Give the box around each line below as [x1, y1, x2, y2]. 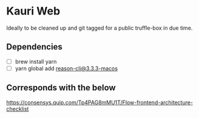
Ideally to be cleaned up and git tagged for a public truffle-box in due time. [6, 24, 193, 31]
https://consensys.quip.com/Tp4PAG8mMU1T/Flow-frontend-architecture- [6, 99, 193, 106]
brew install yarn [15, 57, 57, 65]
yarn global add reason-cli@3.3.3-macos [15, 65, 118, 72]
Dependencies [6, 42, 62, 52]
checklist [6, 105, 29, 113]
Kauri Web [6, 4, 61, 18]
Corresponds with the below [6, 83, 116, 93]
